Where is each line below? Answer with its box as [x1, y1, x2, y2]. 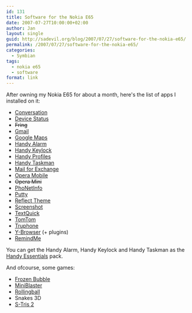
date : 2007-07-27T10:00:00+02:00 [6, 20, 89, 25]
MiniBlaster [14, 282, 43, 289]
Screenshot [14, 203, 43, 210]
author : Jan [6, 25, 35, 31]
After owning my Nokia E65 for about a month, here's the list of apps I [6, 91, 176, 98]
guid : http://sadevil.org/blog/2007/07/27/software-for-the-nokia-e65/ [6, 36, 186, 42]
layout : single [6, 31, 44, 37]
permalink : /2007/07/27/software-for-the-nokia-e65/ [6, 42, 139, 48]
